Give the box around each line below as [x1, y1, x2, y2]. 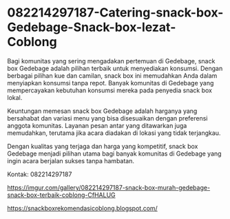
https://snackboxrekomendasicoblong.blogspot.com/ [7, 204, 158, 212]
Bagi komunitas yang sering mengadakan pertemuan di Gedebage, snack [7, 56, 216, 65]
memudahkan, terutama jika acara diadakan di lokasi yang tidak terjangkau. [7, 129, 221, 137]
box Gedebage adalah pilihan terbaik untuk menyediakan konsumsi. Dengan [7, 64, 223, 72]
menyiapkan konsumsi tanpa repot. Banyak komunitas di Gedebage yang [7, 79, 214, 87]
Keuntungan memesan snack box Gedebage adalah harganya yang [7, 107, 198, 115]
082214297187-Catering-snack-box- [7, 5, 224, 21]
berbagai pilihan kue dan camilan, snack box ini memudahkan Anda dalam [7, 71, 218, 80]
